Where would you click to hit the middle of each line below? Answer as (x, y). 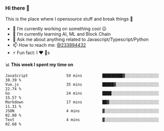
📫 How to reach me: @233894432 (49, 45)
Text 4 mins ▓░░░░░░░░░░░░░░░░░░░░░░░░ (82, 120)
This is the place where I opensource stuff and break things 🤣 (69, 19)
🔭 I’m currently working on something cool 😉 (60, 29)
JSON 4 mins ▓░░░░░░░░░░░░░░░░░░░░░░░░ (82, 111)
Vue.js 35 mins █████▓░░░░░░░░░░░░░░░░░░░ (82, 85)
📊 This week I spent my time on (39, 64)
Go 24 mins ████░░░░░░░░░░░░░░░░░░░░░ (82, 93)
